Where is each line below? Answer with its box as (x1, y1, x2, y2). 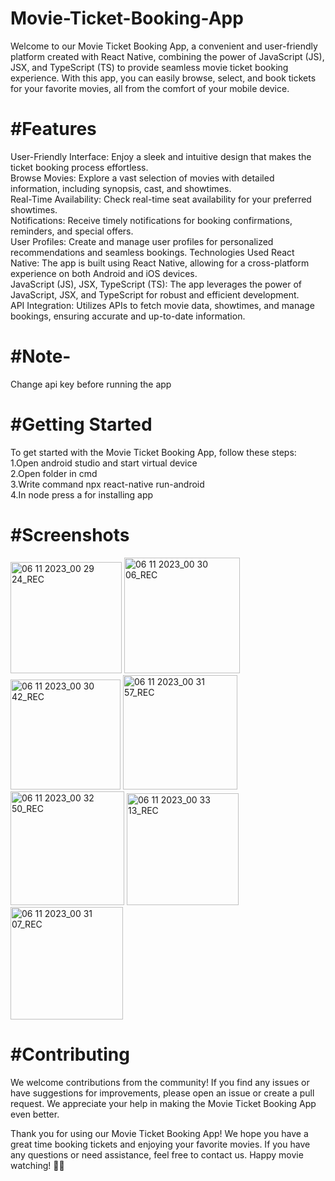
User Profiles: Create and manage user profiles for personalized (10, 235, 274, 247)
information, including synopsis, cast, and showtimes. (10, 182, 232, 194)
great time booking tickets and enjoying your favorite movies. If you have (10, 1138, 311, 1150)
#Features (10, 118, 97, 141)
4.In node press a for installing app (10, 488, 154, 501)
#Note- (10, 345, 72, 368)
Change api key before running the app (10, 378, 172, 390)
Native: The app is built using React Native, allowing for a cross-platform (10, 257, 310, 269)
